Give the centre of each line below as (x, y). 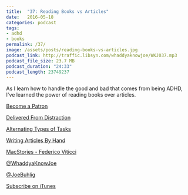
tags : (13, 28)
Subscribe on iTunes (31, 186)
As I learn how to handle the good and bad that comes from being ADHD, (95, 88)
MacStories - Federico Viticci (41, 152)
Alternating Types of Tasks (39, 129)
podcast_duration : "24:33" (39, 66)
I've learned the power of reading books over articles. (71, 95)
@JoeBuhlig (21, 175)
